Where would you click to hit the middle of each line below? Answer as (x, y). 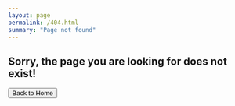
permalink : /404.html (43, 23)
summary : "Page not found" (52, 30)
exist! (22, 74)
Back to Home (33, 93)
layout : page (29, 15)
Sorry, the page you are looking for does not (117, 61)
